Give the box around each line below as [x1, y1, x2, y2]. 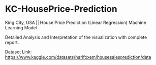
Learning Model [5, 24, 37, 30]
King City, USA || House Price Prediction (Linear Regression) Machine [5, 20, 147, 25]
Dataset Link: [5, 49, 32, 55]
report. [5, 39, 19, 45]
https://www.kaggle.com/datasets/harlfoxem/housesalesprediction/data [5, 54, 151, 60]
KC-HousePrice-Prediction [5, 3, 117, 15]
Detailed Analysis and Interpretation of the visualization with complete [5, 34, 147, 40]
